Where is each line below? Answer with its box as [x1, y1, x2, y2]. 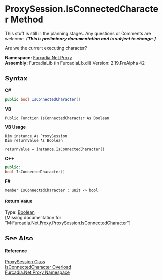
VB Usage [5, 124, 26, 130]
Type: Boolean [5, 209, 35, 215]
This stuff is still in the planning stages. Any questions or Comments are [5, 30, 151, 36]
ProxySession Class [5, 259, 45, 265]
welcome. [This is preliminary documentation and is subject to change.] [5, 36, 156, 41]
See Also [5, 234, 33, 242]
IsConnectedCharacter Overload [5, 264, 72, 270]
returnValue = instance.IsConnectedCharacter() [5, 147, 105, 152]
